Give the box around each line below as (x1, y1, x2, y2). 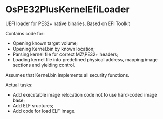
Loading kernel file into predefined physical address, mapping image (12, 56, 158, 62)
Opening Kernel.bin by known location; (12, 45, 95, 52)
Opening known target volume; (12, 40, 78, 46)
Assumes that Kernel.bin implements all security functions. (5, 72, 130, 78)
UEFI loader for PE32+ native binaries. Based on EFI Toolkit (5, 20, 130, 27)
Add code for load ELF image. (12, 108, 76, 114)
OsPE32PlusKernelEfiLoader (5, 4, 130, 15)
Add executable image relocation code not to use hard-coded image (12, 91, 157, 98)
